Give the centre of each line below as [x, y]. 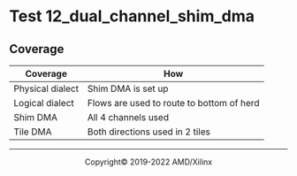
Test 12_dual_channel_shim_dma [132, 16]
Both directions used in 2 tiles [148, 132]
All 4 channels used [128, 117]
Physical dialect [46, 88]
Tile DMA [33, 132]
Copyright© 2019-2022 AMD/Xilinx [148, 162]
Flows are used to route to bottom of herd [173, 103]
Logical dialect [44, 103]
